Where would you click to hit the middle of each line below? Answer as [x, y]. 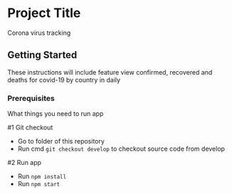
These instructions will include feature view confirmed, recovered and [110, 72]
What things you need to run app [56, 114]
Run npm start [39, 184]
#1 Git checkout [30, 128]
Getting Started [42, 55]
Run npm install [42, 176]
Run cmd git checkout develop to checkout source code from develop [121, 149]
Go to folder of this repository [61, 141]
